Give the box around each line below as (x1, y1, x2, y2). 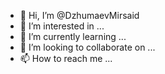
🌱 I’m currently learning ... (19, 31, 127, 42)
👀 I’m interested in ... (19, 20, 105, 32)
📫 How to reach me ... (19, 53, 113, 64)
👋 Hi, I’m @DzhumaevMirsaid (19, 10, 140, 21)
